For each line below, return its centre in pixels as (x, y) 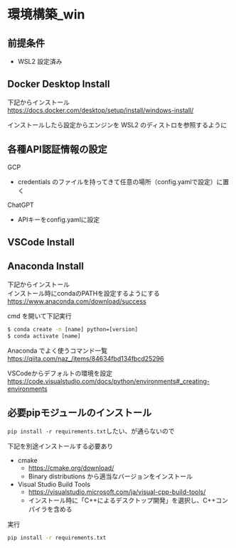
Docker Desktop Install (59, 84)
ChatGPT (21, 205)
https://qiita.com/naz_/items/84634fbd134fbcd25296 (86, 358)
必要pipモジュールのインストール (80, 413)
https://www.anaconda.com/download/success (77, 301)
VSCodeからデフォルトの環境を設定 (60, 373)
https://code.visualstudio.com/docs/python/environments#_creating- (108, 381)
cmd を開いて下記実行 (40, 316)
